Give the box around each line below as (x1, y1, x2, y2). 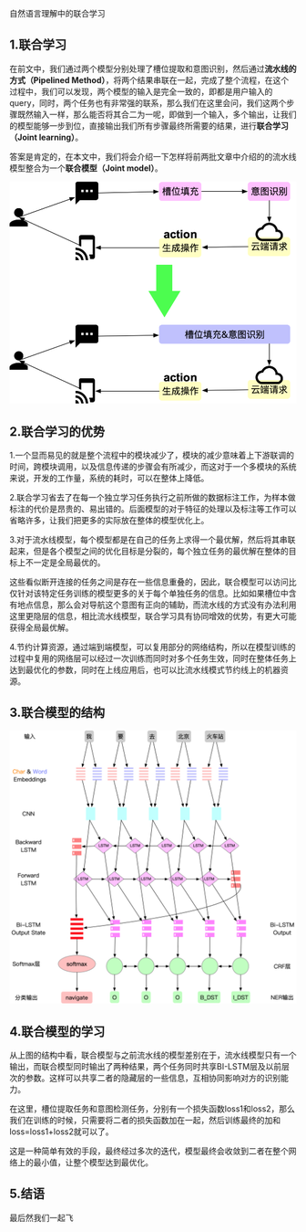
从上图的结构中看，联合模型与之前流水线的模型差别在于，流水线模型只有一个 (9, 1049, 297, 1060)
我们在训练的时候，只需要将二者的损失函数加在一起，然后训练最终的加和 (9, 1114, 280, 1125)
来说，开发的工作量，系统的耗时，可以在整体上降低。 (9, 472, 209, 483)
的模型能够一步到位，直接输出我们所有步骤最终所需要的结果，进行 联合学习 (9, 120, 289, 131)
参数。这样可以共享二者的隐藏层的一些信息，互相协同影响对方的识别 (25, 1072, 280, 1083)
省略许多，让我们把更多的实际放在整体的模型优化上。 (9, 514, 209, 525)
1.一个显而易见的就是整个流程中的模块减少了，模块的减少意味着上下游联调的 (9, 449, 294, 460)
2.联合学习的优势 (9, 424, 106, 439)
